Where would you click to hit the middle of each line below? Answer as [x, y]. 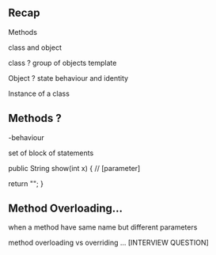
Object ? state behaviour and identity [68, 78]
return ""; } [26, 183]
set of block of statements [51, 153]
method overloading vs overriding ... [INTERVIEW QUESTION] [109, 243]
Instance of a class [39, 93]
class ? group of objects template [63, 63]
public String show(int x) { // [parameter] [74, 168]
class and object [35, 48]
